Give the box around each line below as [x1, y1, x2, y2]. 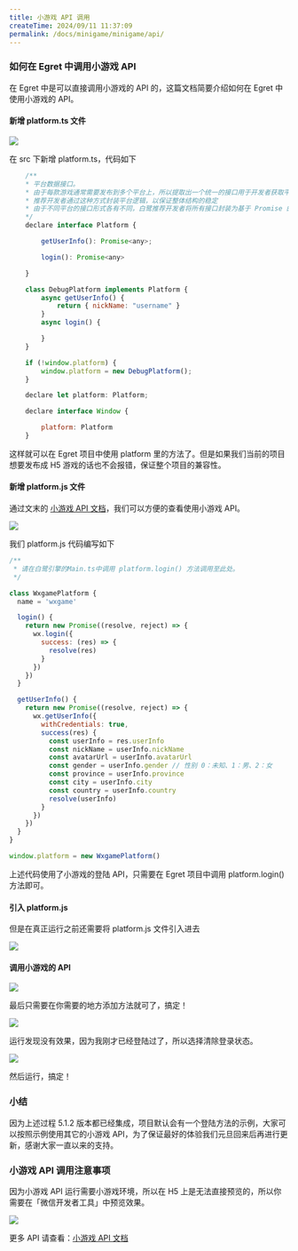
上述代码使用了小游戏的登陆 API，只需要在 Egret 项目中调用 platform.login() [9, 868, 286, 880]
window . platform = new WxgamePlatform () [9, 852, 161, 861]
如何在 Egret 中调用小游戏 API [9, 60, 137, 73]
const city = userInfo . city [48, 778, 153, 787]
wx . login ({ [32, 630, 74, 639]
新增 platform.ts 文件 [9, 116, 87, 126]
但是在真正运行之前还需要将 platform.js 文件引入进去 [9, 923, 200, 934]
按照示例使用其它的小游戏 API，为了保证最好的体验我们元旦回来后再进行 [16, 1128, 281, 1139]
